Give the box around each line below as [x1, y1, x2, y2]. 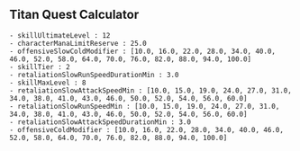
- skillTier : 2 [9, 62, 70, 71]
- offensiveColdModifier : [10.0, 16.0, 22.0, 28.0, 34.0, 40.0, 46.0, [9, 125, 284, 134]
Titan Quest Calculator [9, 7, 140, 22]
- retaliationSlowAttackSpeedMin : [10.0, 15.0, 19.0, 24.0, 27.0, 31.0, [9, 85, 293, 95]
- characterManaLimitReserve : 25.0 [9, 39, 147, 48]
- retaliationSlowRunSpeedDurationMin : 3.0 [9, 70, 179, 79]
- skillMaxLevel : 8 [9, 78, 87, 87]
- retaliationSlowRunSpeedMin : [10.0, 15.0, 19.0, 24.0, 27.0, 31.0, [9, 102, 280, 111]
